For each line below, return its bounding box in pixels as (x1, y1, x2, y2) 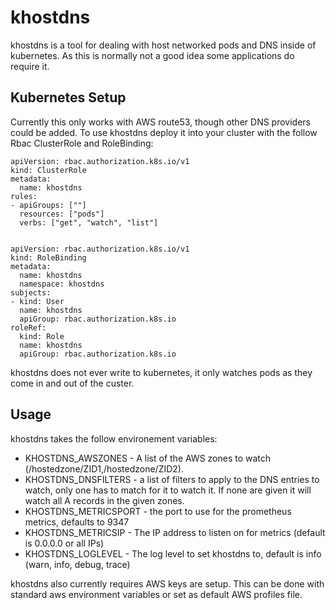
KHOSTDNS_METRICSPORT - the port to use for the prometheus (24, 505, 292, 517)
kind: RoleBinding (10, 252, 87, 263)
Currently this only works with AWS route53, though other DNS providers (10, 116, 311, 128)
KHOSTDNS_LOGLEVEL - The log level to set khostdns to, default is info (24, 547, 322, 560)
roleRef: (10, 322, 47, 333)
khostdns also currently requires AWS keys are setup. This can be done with (10, 577, 325, 590)
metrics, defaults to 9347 (24, 516, 130, 528)
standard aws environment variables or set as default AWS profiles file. (10, 588, 303, 600)
